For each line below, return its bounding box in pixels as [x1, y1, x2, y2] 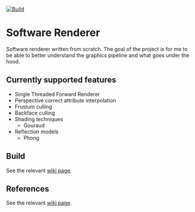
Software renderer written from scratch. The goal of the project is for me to [6, 45, 188, 52]
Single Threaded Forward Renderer [14, 90, 100, 97]
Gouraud [23, 122, 45, 129]
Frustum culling [14, 103, 52, 110]
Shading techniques [14, 115, 63, 123]
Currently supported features [6, 75, 116, 85]
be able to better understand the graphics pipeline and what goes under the [6, 52, 190, 59]
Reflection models [14, 128, 59, 135]
